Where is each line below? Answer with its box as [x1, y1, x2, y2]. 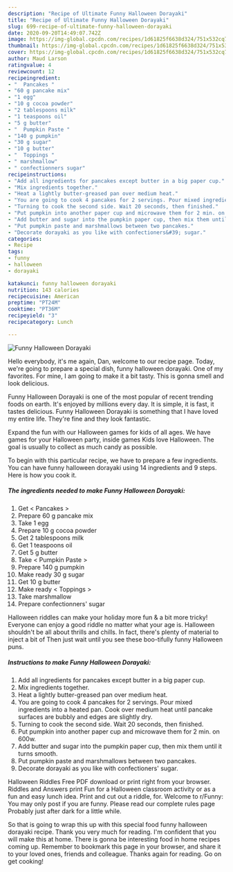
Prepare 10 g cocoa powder [17, 526, 97, 534]
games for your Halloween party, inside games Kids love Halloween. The [8, 435, 214, 444]
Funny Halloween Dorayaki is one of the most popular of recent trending [8, 392, 214, 401]
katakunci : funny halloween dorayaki [8, 280, 117, 287]
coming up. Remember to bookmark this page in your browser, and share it [8, 842, 221, 851]
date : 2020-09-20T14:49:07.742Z [8, 29, 101, 37]
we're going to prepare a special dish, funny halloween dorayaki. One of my [8, 364, 223, 372]
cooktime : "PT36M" [8, 306, 61, 313]
